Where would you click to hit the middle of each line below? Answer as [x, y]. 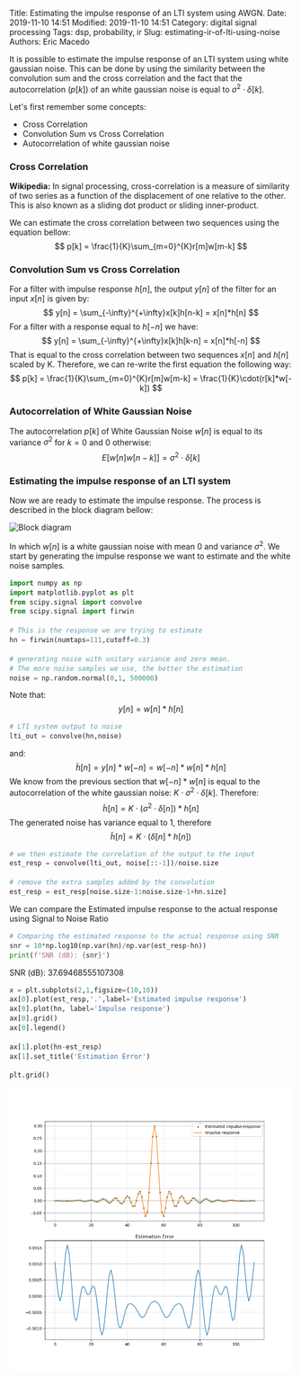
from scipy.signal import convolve [76, 602]
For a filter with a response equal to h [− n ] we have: [104, 327]
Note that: [28, 695]
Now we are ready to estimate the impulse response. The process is [135, 501]
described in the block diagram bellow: [81, 510]
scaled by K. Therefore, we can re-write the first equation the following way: [150, 364]
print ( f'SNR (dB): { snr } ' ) [60, 955]
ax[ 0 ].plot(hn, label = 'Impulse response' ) [90, 1009]
